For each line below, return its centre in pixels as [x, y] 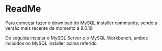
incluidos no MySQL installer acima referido [51, 43]
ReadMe [23, 9]
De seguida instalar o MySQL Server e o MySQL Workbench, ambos [77, 38]
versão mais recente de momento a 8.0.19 [49, 28]
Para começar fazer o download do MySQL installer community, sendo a [81, 23]
